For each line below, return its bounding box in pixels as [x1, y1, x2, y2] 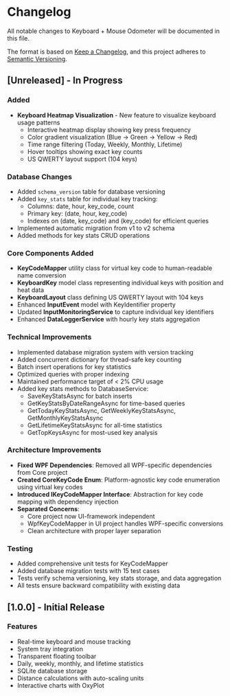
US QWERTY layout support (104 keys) [27, 155, 137, 163]
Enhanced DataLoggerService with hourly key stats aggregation [16, 315, 200, 324]
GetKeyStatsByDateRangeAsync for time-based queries [27, 399, 185, 407]
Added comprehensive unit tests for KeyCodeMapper [16, 559, 168, 568]
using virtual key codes [16, 482, 84, 491]
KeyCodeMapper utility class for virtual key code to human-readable [16, 264, 213, 272]
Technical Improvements [7, 333, 92, 342]
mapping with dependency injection [16, 497, 119, 506]
